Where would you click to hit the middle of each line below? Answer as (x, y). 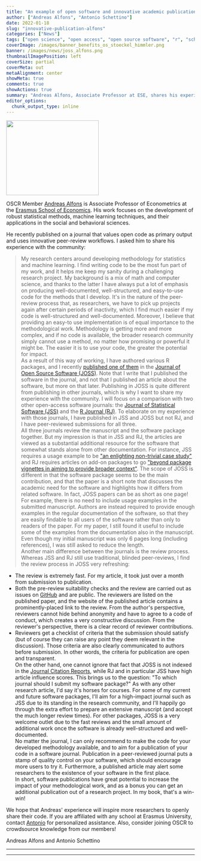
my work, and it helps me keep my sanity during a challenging (97, 271)
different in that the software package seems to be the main (95, 475)
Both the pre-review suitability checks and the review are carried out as (103, 588)
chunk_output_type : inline (45, 106)
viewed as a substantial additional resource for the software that (100, 443)
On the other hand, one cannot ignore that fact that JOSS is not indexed (103, 665)
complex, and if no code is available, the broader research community (107, 335)
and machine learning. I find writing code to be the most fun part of (104, 265)
